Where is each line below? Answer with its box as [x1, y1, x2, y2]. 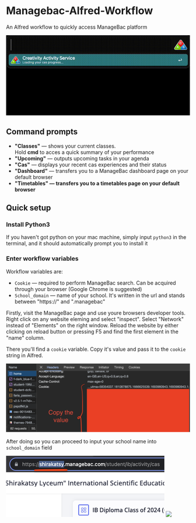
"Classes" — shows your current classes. [14, 142, 116, 149]
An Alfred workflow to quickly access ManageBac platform [6, 23, 148, 30]
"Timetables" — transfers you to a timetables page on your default [14, 180, 180, 187]
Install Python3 [6, 221, 50, 229]
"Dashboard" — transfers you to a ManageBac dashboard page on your [14, 167, 188, 174]
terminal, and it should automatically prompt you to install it [6, 240, 148, 247]
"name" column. [6, 334, 45, 341]
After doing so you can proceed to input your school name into [6, 437, 157, 445]
